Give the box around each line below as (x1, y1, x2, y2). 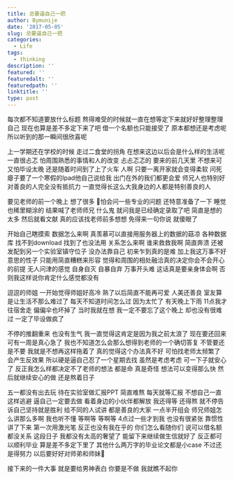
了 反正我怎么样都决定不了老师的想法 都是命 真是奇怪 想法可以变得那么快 (7, 365, 217, 373)
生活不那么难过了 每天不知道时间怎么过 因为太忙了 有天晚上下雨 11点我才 (19, 297, 228, 305)
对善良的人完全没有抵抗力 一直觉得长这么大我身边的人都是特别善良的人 (7, 183, 211, 190)
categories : (7, 36, 42, 43)
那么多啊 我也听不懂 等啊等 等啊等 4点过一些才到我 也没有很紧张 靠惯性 (19, 415, 224, 422)
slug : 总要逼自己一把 (7, 29, 63, 37)
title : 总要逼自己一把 (7, 10, 66, 18)
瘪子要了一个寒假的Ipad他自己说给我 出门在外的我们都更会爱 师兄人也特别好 (7, 174, 226, 182)
